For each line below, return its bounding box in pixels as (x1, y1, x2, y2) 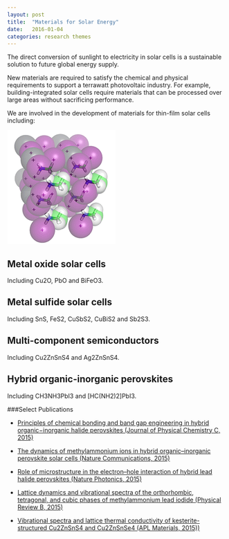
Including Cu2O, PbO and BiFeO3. (7, 277, 104, 285)
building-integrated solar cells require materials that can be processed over (7, 89, 223, 97)
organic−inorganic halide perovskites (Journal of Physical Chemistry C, (17, 426, 221, 434)
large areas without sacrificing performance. (7, 95, 134, 104)
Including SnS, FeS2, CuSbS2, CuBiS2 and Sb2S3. (7, 315, 151, 323)
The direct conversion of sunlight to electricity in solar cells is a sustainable (7, 53, 222, 62)
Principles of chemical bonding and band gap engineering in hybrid (17, 419, 210, 427)
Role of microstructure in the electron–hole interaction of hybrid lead (17, 467, 212, 475)
